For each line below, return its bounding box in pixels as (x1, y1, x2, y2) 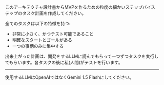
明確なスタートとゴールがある (12, 37, 72, 43)
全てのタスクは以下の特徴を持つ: (5, 21, 71, 26)
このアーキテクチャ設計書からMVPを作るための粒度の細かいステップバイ (5, 4, 151, 10)
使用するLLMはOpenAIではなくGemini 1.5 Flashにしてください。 (5, 74, 134, 80)
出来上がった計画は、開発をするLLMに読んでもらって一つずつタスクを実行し (5, 53, 159, 59)
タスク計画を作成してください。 (21, 10, 86, 16)
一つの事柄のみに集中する (12, 43, 64, 49)
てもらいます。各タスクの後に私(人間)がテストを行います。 (5, 60, 123, 65)
